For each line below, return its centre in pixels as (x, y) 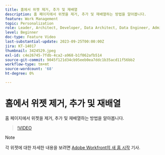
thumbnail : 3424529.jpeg (30, 51)
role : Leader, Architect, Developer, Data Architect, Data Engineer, (78, 28)
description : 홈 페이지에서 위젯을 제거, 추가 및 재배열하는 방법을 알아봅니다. (76, 14)
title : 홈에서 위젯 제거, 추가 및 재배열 (41, 10)
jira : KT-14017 (21, 46)
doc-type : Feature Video (30, 37)
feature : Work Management (31, 19)
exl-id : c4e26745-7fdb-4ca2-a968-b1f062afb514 (54, 55)
